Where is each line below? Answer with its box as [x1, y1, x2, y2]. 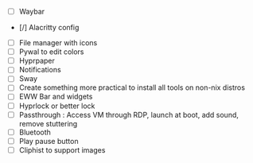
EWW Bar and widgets [18, 91, 93, 102]
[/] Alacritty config [18, 23, 80, 33]
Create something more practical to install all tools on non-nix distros [18, 83, 246, 92]
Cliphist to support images [18, 145, 106, 154]
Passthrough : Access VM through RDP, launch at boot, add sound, [18, 110, 239, 119]
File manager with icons [18, 38, 98, 48]
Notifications [18, 65, 61, 75]
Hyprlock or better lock [18, 101, 95, 111]
